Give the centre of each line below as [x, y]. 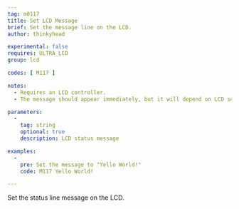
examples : [22, 151]
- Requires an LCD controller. [60, 92]
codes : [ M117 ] [31, 73]
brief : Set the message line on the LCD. [70, 27]
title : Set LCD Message [43, 21]
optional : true [43, 132]
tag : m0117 [23, 14]
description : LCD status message [70, 138]
